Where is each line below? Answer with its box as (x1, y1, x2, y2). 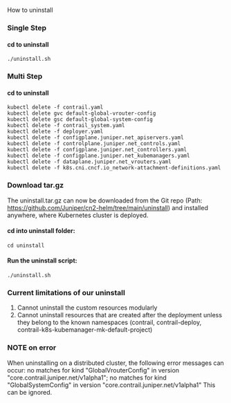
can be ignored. (7, 388, 53, 396)
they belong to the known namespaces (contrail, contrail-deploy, (17, 318, 202, 327)
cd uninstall (7, 242, 45, 249)
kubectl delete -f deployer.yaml (7, 128, 104, 135)
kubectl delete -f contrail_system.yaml (7, 122, 126, 129)
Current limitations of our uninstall (7, 288, 126, 297)
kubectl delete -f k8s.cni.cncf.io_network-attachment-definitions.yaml (7, 165, 221, 171)
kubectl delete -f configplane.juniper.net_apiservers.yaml (7, 134, 185, 141)
